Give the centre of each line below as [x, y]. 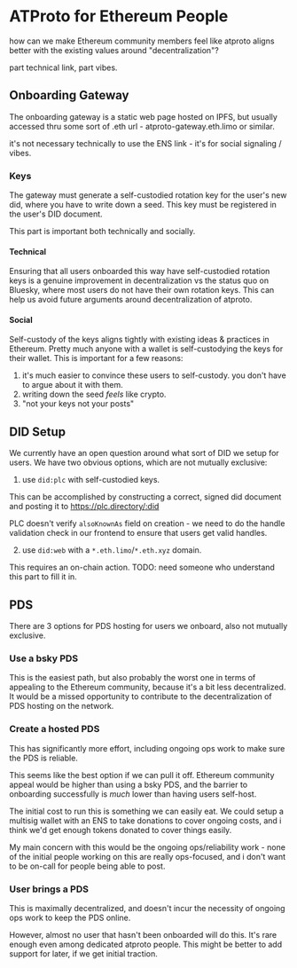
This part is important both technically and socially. [102, 232]
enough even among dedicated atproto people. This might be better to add [145, 944]
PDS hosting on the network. [62, 706]
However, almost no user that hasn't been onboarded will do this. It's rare [143, 934]
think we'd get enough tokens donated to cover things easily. [121, 830]
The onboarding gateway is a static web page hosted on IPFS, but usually [143, 116]
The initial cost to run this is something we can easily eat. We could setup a [146, 811]
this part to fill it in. [43, 577]
